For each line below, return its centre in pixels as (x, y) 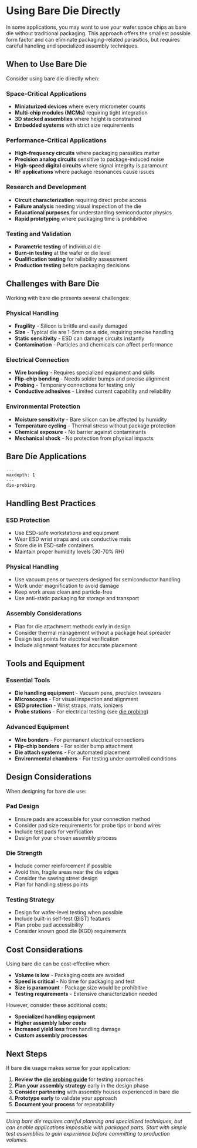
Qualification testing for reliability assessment (71, 259)
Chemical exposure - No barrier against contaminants (80, 432)
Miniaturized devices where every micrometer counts (80, 106)
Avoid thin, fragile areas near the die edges (67, 872)
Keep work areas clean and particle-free (63, 592)
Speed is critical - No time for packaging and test (74, 981)
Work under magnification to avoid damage (67, 586)
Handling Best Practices (51, 503)
